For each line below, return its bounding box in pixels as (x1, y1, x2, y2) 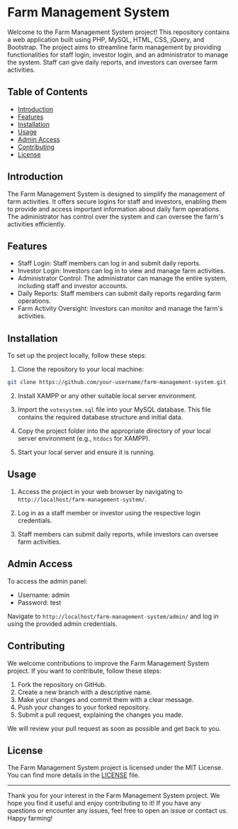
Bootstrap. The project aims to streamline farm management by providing (7, 43, 222, 51)
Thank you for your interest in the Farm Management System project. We (7, 791, 220, 800)
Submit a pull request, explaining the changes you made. (17, 710, 184, 719)
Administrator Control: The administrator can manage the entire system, (17, 274, 228, 282)
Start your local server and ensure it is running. (17, 448, 155, 456)
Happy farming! (7, 814, 53, 823)
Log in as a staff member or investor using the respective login (17, 508, 200, 517)
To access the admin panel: (7, 576, 88, 586)
